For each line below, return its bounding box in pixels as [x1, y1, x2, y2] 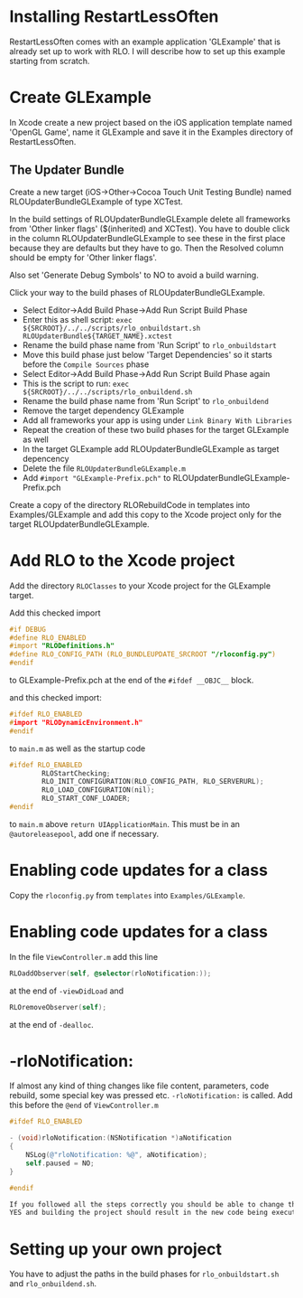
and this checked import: [9, 692, 102, 702]
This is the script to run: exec [22, 378, 129, 389]
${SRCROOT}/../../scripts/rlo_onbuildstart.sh [22, 324, 201, 333]
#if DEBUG [9, 625, 47, 634]
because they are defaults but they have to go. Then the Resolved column [9, 242, 284, 253]
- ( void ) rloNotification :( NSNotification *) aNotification [9, 1133, 232, 1143]
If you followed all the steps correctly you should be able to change [9, 1199, 284, 1209]
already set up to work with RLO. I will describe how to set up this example [9, 45, 286, 56]
